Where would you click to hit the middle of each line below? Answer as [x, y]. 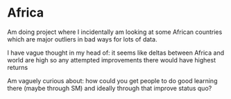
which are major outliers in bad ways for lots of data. [82, 39]
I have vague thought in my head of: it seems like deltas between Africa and [115, 53]
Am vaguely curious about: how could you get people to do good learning [112, 80]
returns [18, 67]
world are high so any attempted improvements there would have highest [112, 60]
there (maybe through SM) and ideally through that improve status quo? [110, 88]
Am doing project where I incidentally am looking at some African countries [115, 32]
